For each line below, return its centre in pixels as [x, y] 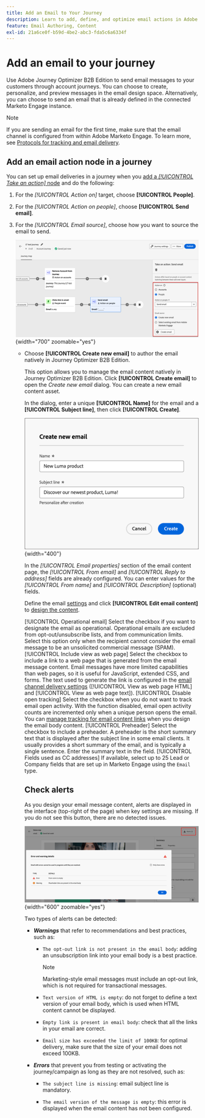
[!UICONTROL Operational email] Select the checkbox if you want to [110, 622]
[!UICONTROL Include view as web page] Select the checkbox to [106, 654]
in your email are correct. [74, 1028]
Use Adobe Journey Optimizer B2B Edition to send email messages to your [100, 80]
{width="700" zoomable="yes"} [55, 341]
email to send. [33, 231]
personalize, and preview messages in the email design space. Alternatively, [102, 93]
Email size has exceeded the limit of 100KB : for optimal [115, 1040]
